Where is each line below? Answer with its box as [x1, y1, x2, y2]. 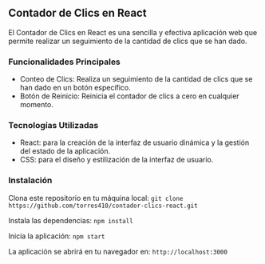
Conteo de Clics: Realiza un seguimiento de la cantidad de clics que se [19, 74, 253, 84]
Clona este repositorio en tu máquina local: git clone [8, 193, 184, 202]
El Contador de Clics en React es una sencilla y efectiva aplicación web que [8, 27, 258, 37]
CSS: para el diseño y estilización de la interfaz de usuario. [19, 155, 214, 165]
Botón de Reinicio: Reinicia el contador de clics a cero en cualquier [19, 91, 239, 101]
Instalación [8, 175, 53, 186]
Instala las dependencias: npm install [8, 215, 133, 225]
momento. [19, 100, 54, 110]
